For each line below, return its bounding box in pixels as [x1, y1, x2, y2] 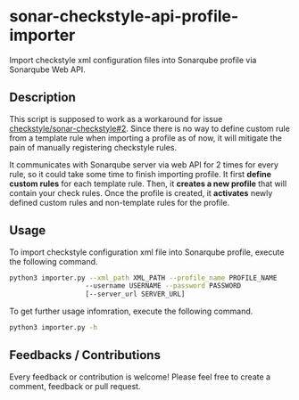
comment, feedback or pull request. [9, 380, 141, 391]
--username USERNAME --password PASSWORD [85, 282, 242, 290]
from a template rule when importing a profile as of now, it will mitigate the [9, 132, 283, 143]
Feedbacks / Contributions [9, 347, 161, 363]
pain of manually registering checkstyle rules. [9, 142, 177, 152]
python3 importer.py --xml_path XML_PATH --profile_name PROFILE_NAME [9, 273, 278, 282]
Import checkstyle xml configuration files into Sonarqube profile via [9, 54, 257, 65]
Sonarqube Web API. [9, 64, 87, 75]
